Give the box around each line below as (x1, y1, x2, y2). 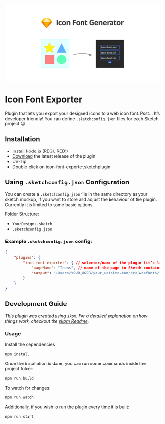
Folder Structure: (5, 211, 39, 217)
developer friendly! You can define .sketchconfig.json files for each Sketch (5, 115, 159, 121)
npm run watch (5, 395, 34, 400)
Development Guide (5, 300, 67, 308)
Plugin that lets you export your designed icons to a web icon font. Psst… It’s (5, 110, 160, 116)
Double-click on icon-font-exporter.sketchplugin (12, 164, 110, 170)
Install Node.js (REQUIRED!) (12, 148, 68, 154)
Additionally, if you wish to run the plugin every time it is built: (5, 404, 130, 410)
